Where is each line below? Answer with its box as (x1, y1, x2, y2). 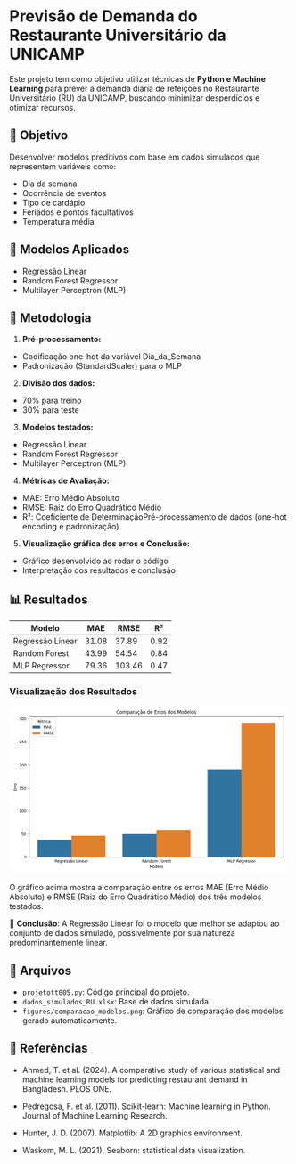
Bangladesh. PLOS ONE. (21, 1083, 112, 1094)
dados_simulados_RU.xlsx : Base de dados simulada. (21, 996, 211, 1007)
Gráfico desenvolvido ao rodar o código (21, 555, 169, 567)
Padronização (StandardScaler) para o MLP (21, 361, 183, 372)
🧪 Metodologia (9, 310, 92, 325)
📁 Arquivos (9, 963, 72, 978)
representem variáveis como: (9, 160, 117, 171)
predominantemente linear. (9, 938, 109, 948)
